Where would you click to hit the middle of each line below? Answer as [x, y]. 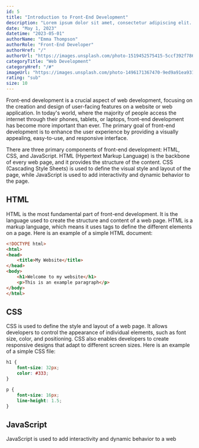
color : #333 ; [33, 374]
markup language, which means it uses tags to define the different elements [99, 227]
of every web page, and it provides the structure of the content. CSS [90, 162]
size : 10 [17, 84]
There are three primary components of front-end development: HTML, [93, 150]
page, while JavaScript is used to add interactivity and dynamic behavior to [98, 175]
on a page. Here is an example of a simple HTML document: [79, 233]
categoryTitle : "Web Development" [49, 61]
